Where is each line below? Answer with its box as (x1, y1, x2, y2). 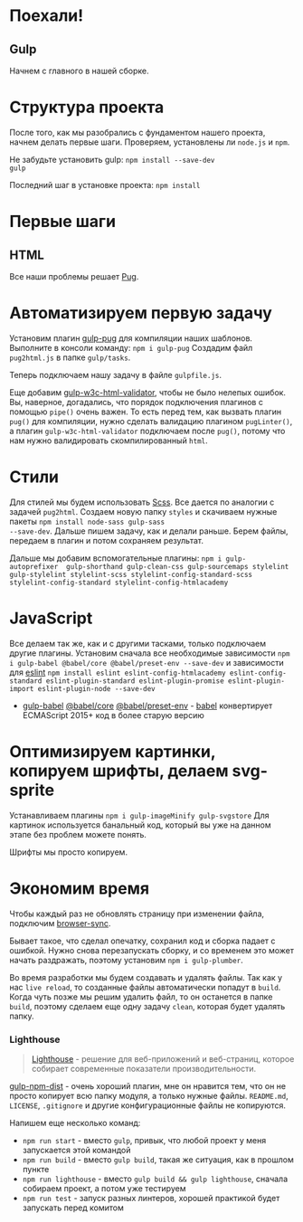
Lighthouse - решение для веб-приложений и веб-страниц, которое (31, 1053, 295, 1064)
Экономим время (9, 878, 150, 898)
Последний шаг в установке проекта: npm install (9, 179, 201, 190)
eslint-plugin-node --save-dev (37, 684, 156, 693)
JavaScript (9, 608, 93, 629)
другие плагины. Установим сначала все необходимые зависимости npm (9, 648, 291, 658)
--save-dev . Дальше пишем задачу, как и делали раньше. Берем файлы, (9, 526, 289, 536)
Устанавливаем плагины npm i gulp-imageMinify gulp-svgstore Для (9, 810, 270, 820)
